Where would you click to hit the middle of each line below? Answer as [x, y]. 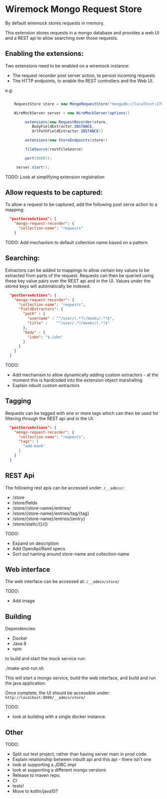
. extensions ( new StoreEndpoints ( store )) [65, 140]
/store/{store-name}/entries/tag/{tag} [51, 513]
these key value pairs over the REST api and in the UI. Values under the [78, 281]
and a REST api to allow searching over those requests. [62, 38]
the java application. [26, 683]
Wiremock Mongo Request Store [74, 9]
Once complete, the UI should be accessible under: [58, 693]
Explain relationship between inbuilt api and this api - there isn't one [82, 760]
